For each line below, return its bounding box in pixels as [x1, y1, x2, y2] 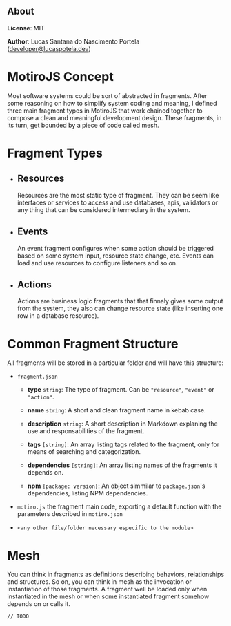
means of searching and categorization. [27, 448, 141, 456]
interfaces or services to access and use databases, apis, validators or [17, 198, 219, 207]
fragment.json [17, 373, 58, 381]
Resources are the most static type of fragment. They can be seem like [17, 191, 219, 199]
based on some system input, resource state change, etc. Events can [17, 252, 214, 260]
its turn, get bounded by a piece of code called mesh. [7, 121, 160, 129]
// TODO [7, 613, 30, 620]
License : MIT [7, 23, 45, 32]
